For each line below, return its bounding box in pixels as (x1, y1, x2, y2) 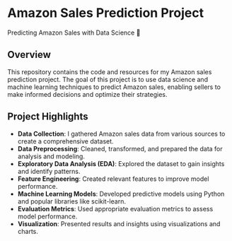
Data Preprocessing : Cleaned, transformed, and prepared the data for (17, 144, 223, 153)
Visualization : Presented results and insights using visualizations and (17, 219, 221, 228)
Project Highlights (7, 111, 88, 123)
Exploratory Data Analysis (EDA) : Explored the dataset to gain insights (17, 159, 225, 167)
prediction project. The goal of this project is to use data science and (7, 75, 209, 83)
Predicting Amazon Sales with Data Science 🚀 (7, 28, 141, 37)
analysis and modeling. (17, 152, 85, 160)
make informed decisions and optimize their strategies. (7, 90, 168, 98)
